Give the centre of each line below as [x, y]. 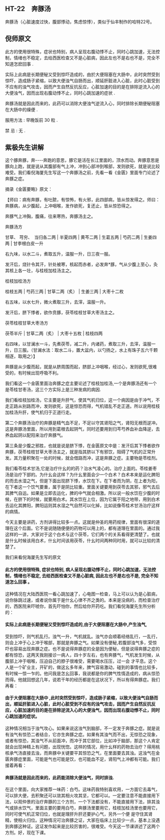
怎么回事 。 [21, 582]
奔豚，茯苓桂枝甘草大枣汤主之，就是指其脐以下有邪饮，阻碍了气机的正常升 [80, 452]
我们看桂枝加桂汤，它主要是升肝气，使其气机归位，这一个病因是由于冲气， [80, 400]
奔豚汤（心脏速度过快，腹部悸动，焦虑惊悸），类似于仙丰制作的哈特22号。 [80, 22]
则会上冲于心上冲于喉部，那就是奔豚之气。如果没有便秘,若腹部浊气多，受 [79, 642]
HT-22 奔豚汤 [28, 9]
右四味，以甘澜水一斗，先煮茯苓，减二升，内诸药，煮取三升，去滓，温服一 [80, 344]
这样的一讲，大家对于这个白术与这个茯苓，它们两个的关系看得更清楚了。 [78, 535]
